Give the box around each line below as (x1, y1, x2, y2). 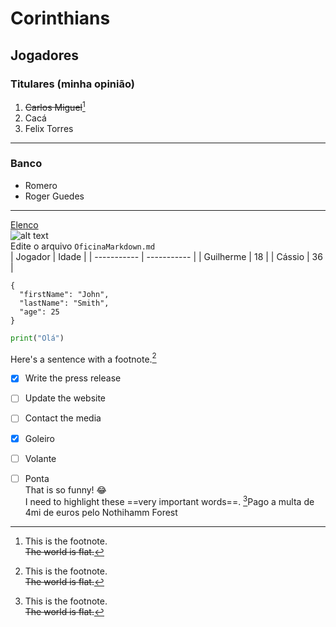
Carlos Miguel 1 (24, 99, 86, 113)
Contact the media (24, 412, 102, 424)
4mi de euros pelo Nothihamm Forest (24, 507, 178, 519)
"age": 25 (19, 307, 60, 317)
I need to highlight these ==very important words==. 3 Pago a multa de (24, 494, 315, 508)
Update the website (24, 392, 107, 404)
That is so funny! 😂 (24, 483, 107, 496)
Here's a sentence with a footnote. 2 (10, 351, 157, 365)
